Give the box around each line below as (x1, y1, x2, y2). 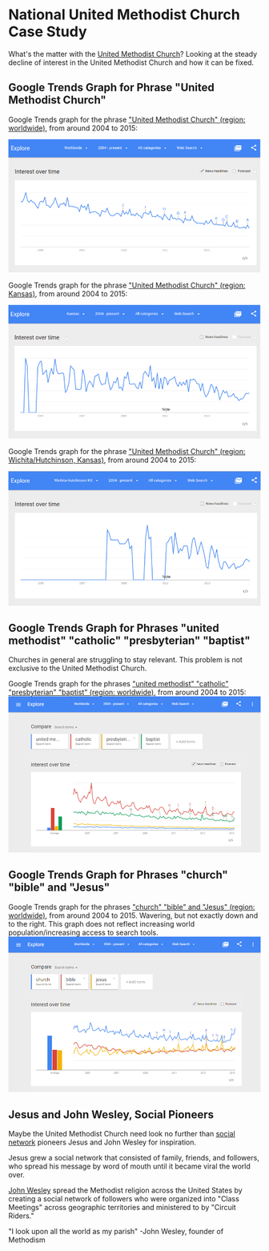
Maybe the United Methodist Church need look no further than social (8, 1129, 236, 1139)
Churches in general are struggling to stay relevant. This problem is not (8, 655, 243, 665)
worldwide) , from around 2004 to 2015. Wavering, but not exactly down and (8, 911, 259, 920)
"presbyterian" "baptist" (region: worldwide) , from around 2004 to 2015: (8, 687, 247, 698)
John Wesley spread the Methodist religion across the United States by (8, 1185, 243, 1195)
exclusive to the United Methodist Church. (8, 663, 147, 674)
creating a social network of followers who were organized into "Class (8, 1194, 240, 1204)
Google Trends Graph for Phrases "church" (8, 868, 228, 882)
